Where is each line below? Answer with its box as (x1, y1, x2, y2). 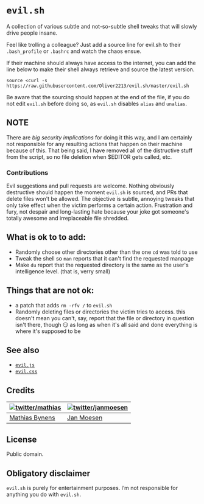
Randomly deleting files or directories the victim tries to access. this (15, 308, 186, 315)
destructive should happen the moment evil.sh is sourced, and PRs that (6, 189, 188, 196)
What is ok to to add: (6, 232, 86, 242)
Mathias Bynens (9, 413, 55, 422)
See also (6, 345, 40, 355)
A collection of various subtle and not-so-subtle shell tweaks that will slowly (6, 23, 197, 30)
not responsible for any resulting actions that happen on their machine (6, 140, 183, 147)
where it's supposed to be (15, 327, 81, 335)
